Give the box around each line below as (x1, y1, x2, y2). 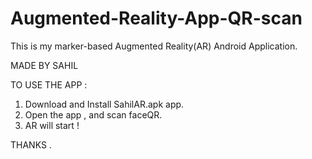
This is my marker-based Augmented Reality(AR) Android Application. (10, 40, 298, 52)
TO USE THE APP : (10, 78, 88, 91)
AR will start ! (24, 119, 80, 131)
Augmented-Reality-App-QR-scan (10, 7, 303, 30)
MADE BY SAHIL (10, 59, 79, 71)
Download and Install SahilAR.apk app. (24, 98, 185, 110)
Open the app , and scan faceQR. (24, 108, 163, 121)
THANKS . (10, 138, 52, 151)
